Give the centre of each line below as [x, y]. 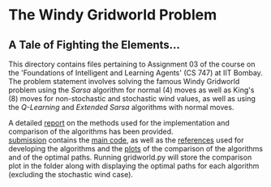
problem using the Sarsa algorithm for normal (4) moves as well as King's [131, 90]
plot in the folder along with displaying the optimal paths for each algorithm [134, 166]
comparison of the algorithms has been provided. [91, 132]
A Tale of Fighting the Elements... [95, 45]
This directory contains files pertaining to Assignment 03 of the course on [132, 64]
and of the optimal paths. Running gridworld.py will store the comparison [130, 157]
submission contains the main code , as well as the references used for [126, 140]
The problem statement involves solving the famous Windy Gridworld [124, 81]
